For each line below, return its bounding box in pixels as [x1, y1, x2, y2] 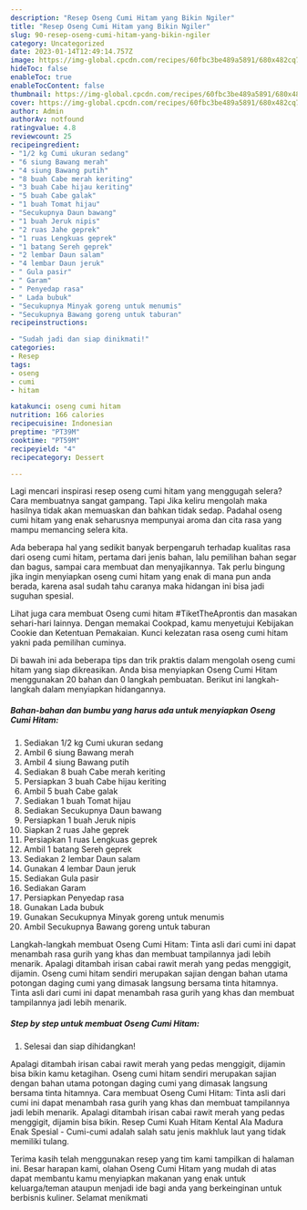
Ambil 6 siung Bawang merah [23, 747, 135, 758]
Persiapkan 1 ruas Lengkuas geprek [23, 835, 158, 846]
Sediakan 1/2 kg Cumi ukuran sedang [23, 737, 164, 748]
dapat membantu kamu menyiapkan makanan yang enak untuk [10, 1173, 247, 1184]
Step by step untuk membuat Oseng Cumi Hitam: [10, 1018, 200, 1029]
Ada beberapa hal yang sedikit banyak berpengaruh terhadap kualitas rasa [10, 542, 291, 553]
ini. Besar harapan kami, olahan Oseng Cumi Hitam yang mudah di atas [10, 1164, 277, 1174]
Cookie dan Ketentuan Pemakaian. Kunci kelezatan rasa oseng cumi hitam [10, 628, 289, 639]
